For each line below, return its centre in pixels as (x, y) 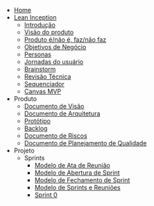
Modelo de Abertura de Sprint (77, 173)
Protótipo (37, 121)
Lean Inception (35, 17)
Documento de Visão (54, 106)
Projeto (24, 150)
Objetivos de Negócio (55, 47)
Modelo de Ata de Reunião (72, 165)
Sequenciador (44, 84)
